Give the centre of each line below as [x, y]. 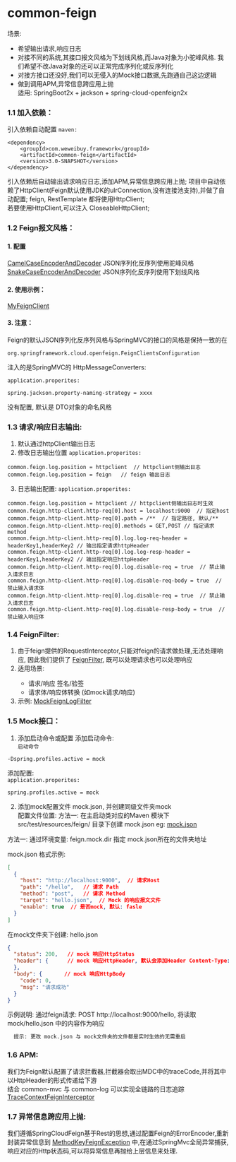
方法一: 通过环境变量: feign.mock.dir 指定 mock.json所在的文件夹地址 [107, 839]
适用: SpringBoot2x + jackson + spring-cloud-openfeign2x [103, 93]
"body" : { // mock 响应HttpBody [69, 974]
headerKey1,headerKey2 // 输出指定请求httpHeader [78, 546]
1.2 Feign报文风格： [41, 228]
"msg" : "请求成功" [45, 987]
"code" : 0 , [36, 980]
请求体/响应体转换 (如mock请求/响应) [82, 692]
